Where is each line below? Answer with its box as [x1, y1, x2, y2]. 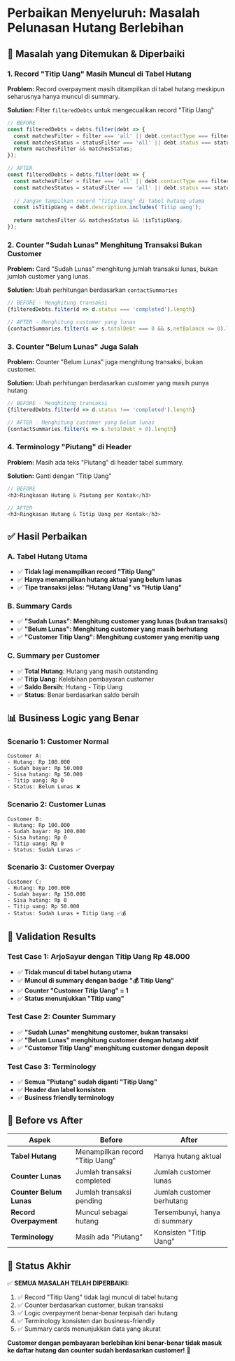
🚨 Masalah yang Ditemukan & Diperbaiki [7, 48, 185, 60]
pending [76, 1195, 103, 1205]
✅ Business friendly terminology [17, 1094, 115, 1102]
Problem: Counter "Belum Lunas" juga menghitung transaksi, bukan [7, 357, 204, 366]
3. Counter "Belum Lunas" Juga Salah [7, 342, 138, 352]
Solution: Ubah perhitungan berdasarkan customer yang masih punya [7, 378, 209, 387]
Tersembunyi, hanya [153, 1207, 220, 1217]
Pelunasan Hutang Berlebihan [7, 20, 184, 36]
